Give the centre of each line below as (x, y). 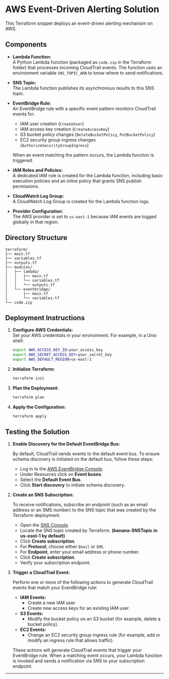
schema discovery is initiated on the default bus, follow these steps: (83, 459)
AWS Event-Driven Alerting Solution (82, 9)
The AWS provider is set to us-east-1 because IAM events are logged (84, 216)
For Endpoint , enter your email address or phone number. (80, 552)
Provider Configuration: (38, 211)
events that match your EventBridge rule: (55, 588)
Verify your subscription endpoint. (55, 563)
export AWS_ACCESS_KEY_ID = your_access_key (58, 350)
